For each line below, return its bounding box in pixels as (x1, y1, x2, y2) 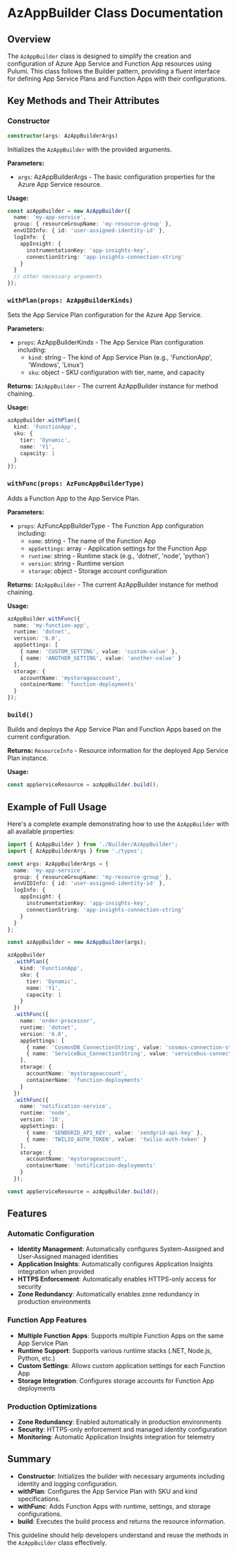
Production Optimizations (7, 1401, 97, 1411)
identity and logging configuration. (17, 1479, 119, 1487)
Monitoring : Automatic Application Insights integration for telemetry (17, 1433, 215, 1441)
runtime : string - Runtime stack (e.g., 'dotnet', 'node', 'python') (28, 551, 210, 560)
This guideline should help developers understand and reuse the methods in (7, 1531, 229, 1539)
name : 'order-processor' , (20, 1018, 97, 1025)
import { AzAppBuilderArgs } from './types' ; (7, 847, 143, 854)
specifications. (17, 1495, 61, 1503)
